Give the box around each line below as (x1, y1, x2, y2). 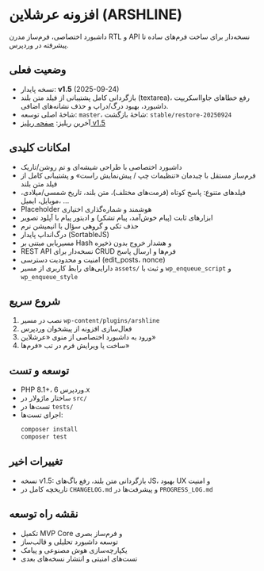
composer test (20, 433, 67, 441)
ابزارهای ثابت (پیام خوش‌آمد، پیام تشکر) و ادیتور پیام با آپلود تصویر (20, 213, 213, 222)
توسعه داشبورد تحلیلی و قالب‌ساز (20, 537, 118, 546)
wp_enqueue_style (20, 273, 78, 281)
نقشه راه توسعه (9, 508, 78, 521)
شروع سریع (9, 294, 61, 308)
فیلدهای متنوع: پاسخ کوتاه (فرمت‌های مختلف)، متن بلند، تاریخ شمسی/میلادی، (20, 187, 247, 197)
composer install (20, 426, 78, 434)
